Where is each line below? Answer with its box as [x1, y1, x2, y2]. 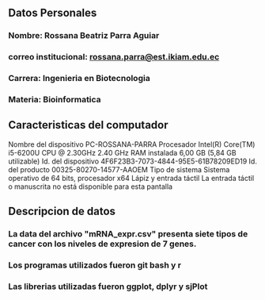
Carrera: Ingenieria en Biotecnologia [8, 73, 150, 84]
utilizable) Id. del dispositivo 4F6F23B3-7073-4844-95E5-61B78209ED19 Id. [8, 156, 257, 166]
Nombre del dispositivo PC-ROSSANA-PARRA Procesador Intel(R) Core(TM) [8, 139, 256, 149]
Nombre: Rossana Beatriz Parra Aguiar [8, 30, 160, 41]
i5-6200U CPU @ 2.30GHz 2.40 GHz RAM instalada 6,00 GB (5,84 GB [8, 148, 237, 157]
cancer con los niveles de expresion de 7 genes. [8, 238, 197, 249]
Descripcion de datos [8, 205, 116, 218]
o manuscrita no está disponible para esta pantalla [8, 182, 172, 191]
